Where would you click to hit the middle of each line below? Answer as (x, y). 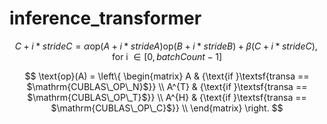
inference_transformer (105, 18)
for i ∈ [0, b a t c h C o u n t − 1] (167, 56)
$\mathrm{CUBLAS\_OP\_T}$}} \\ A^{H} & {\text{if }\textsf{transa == (167, 97)
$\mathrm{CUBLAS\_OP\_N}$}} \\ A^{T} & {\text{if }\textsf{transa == (167, 86)
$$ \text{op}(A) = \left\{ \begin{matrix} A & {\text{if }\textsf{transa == (167, 76)
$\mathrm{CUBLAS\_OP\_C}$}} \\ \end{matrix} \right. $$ (167, 108)
